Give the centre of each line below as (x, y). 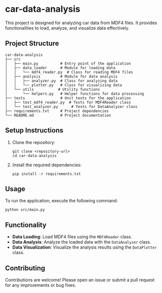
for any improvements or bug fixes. (41, 285)
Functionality (26, 225)
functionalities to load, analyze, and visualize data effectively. (67, 28)
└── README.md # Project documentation (58, 115)
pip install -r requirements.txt (47, 174)
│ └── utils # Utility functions (52, 89)
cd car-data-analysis (34, 156)
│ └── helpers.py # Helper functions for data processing (75, 94)
